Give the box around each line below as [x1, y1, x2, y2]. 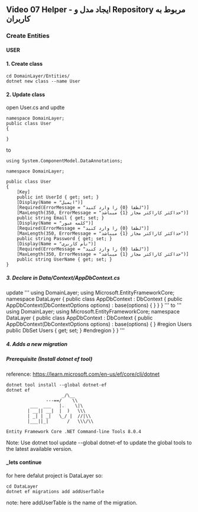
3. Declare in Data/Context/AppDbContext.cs [6, 274, 120, 281]
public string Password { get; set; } [17, 236, 112, 242]
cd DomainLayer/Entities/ [6, 73, 70, 79]
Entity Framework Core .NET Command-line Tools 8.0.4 [6, 428, 142, 434]
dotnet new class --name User [6, 78, 81, 85]
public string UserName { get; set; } [17, 257, 112, 263]
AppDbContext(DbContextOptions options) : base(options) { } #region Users [6, 321, 192, 328]
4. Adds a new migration [6, 340, 68, 347]
